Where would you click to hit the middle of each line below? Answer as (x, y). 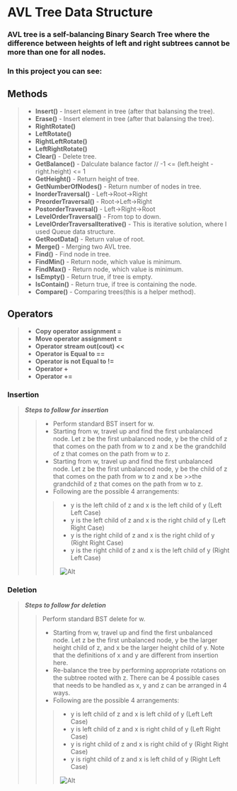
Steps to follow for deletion (65, 605)
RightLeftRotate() (61, 141)
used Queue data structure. (75, 232)
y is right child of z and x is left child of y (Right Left (145, 759)
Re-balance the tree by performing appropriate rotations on (139, 671)
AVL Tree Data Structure (80, 12)
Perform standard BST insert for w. (104, 423)
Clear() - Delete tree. (66, 156)
